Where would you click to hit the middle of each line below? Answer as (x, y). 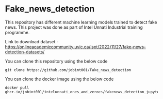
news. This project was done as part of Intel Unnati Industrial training (74, 27)
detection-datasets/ (25, 52)
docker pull (17, 87)
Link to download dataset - (32, 41)
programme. (17, 32)
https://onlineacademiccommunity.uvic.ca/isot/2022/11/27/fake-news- (75, 47)
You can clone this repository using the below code (56, 61)
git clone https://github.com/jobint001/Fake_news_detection (68, 70)
